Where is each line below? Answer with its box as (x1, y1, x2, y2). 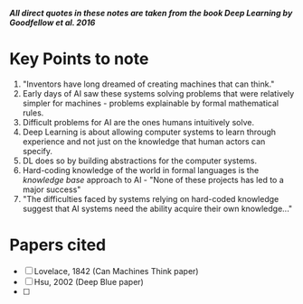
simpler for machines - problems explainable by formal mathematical (22, 97, 279, 108)
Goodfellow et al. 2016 (9, 17, 96, 28)
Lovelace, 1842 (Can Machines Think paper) (33, 265, 199, 276)
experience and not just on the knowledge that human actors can (22, 135, 266, 147)
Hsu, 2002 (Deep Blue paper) (33, 276, 145, 287)
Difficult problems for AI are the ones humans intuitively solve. (22, 116, 255, 127)
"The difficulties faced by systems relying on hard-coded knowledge (22, 193, 279, 204)
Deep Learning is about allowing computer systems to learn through (22, 126, 277, 137)
